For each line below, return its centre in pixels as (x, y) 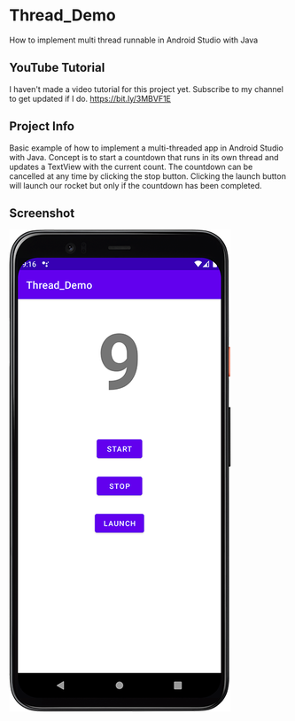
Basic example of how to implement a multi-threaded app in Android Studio (146, 148)
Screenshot (42, 213)
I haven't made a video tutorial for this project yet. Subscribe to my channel (146, 89)
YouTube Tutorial (57, 68)
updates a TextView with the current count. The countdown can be (131, 167)
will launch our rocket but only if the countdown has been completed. (136, 185)
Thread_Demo (63, 16)
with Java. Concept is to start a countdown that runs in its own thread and (144, 157)
